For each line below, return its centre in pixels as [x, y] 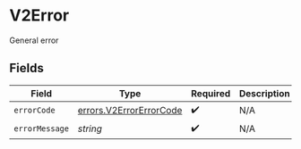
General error [34, 40]
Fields [27, 68]
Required [211, 93]
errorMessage [42, 129]
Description [264, 93]
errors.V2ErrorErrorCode [130, 111]
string [90, 128]
